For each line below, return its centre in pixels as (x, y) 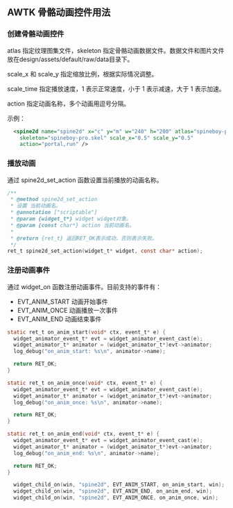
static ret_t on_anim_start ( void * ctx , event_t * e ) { (87, 332)
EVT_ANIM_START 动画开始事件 (62, 302)
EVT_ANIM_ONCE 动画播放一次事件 (67, 310)
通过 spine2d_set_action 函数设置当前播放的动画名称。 (85, 180)
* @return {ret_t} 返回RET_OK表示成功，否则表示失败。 (84, 238)
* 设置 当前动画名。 (35, 206)
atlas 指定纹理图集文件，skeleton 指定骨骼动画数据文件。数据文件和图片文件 (116, 50)
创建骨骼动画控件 (36, 34)
